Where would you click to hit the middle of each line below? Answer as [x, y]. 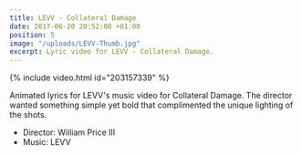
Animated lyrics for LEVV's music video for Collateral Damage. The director [151, 96]
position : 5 [32, 35]
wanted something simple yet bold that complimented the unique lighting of [151, 105]
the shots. [28, 115]
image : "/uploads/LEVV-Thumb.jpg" [75, 43]
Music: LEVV [47, 142]
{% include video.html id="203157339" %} [90, 77]
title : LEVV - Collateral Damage [73, 18]
